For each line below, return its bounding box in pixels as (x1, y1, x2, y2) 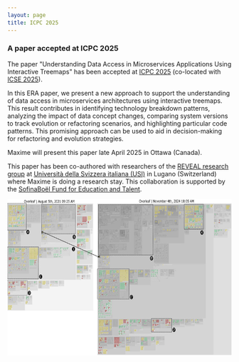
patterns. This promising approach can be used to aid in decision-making (7, 126, 223, 135)
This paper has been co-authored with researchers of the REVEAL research (7, 161, 229, 171)
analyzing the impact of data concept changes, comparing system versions (7, 111, 228, 120)
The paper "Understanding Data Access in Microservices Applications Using (7, 59, 232, 68)
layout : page (7, 11, 46, 19)
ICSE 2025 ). (7, 75, 43, 84)
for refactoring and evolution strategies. (7, 134, 124, 143)
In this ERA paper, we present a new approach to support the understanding (7, 89, 230, 97)
